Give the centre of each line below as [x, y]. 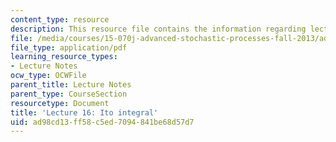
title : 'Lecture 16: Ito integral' [84, 112]
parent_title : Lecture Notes [71, 85]
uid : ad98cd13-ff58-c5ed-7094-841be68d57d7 [102, 122]
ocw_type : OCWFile [48, 76]
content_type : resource [60, 19]
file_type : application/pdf [69, 47]
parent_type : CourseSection [69, 94]
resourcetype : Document [60, 103]
